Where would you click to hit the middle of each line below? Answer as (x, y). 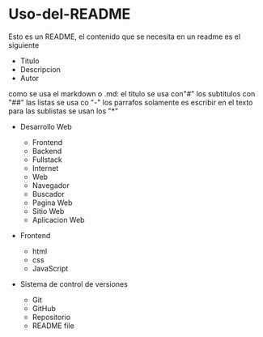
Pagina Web (52, 203)
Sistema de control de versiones (74, 284)
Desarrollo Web (46, 126)
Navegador (51, 185)
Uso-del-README (70, 14)
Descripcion (40, 69)
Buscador (48, 194)
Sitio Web (48, 211)
